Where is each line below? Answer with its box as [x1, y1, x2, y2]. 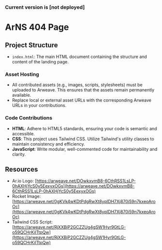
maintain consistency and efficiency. [12, 141, 85, 147]
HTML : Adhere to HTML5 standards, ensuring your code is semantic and [12, 125, 157, 132]
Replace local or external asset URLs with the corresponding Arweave [12, 97, 151, 103]
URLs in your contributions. [12, 103, 67, 108]
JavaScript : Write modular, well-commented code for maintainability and [12, 146, 158, 152]
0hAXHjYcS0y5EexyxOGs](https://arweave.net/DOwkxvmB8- [12, 183, 135, 189]
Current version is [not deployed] [5, 4, 85, 11]
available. [12, 92, 31, 98]
